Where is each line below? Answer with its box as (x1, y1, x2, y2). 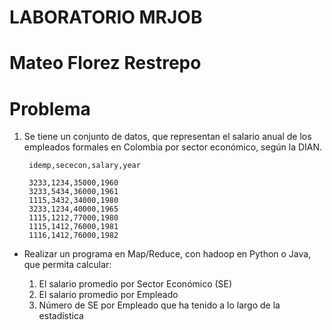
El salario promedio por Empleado (38, 289, 179, 301)
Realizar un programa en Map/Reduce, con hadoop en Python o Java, (23, 248, 312, 260)
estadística (38, 310, 84, 322)
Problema (9, 97, 91, 120)
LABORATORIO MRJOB (9, 6, 203, 29)
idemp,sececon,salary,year (28, 161, 141, 171)
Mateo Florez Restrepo (9, 52, 202, 75)
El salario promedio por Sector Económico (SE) (38, 278, 233, 290)
